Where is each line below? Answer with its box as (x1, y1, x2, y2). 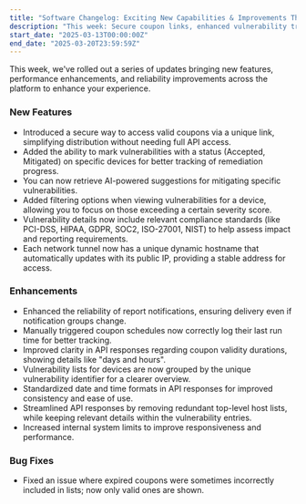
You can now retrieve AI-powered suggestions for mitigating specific (22, 175, 281, 186)
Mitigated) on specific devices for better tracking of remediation (22, 156, 263, 167)
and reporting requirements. (22, 233, 129, 244)
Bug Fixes (9, 454, 55, 467)
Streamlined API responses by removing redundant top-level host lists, (22, 402, 288, 413)
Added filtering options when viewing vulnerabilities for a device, (22, 194, 267, 205)
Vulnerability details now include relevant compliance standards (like (22, 213, 280, 224)
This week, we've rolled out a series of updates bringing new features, (9, 64, 274, 75)
